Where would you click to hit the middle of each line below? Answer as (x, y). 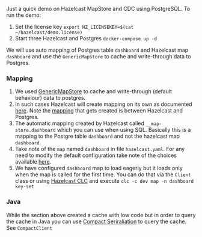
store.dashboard (35, 131)
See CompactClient (29, 227)
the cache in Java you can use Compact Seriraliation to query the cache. (96, 221)
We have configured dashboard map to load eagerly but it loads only (99, 168)
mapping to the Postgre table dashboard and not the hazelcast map (97, 136)
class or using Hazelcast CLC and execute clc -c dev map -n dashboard (104, 181)
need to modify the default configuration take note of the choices (96, 155)
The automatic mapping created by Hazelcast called (79, 123)
